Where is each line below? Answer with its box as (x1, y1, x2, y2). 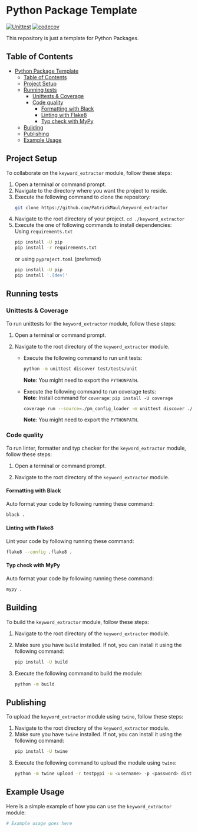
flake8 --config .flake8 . (6, 549, 72, 555)
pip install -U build (14, 659, 68, 665)
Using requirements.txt (14, 228, 73, 235)
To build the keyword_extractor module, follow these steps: (6, 618, 150, 625)
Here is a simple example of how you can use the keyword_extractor (6, 802, 172, 810)
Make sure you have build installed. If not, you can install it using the (14, 641, 182, 648)
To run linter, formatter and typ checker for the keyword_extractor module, (6, 444, 187, 451)
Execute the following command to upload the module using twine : (14, 759, 177, 766)
